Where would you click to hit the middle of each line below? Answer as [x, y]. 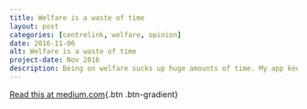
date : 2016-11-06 [42, 43]
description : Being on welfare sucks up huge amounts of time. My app [147, 69]
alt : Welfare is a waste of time [73, 52]
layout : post [34, 26]
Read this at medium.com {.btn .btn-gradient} [94, 94]
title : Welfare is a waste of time [77, 18]
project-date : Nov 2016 [55, 60]
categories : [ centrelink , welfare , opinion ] [95, 35]
